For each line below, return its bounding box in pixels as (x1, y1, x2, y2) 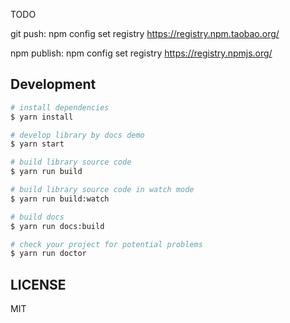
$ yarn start (10, 139, 65, 149)
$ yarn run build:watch (10, 194, 110, 204)
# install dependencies (10, 102, 110, 113)
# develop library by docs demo (10, 130, 145, 140)
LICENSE (10, 276, 67, 293)
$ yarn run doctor (10, 249, 87, 259)
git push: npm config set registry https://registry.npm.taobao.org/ (10, 28, 280, 39)
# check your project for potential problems (10, 239, 203, 249)
